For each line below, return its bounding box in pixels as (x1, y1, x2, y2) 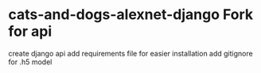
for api (8, 22, 53, 40)
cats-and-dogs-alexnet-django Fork (8, 6, 254, 24)
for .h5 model (8, 57, 53, 67)
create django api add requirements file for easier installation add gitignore (8, 48, 253, 58)
